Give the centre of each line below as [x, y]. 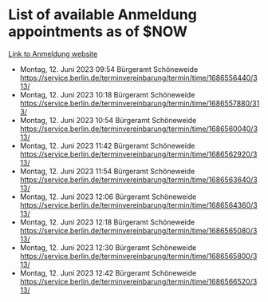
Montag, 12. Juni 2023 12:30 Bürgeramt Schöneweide [108, 247]
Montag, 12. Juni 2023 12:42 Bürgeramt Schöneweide [108, 272]
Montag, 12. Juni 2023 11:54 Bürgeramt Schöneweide [107, 171]
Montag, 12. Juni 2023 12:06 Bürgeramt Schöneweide [108, 197]
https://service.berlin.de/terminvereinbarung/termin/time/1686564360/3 [138, 205]
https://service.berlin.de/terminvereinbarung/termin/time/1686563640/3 [138, 179]
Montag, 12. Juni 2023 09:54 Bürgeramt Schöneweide [109, 69]
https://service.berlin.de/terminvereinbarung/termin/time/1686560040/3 [138, 129]
